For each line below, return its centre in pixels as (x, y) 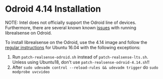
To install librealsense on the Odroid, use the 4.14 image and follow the (76, 42)
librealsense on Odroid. (29, 33)
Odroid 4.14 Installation (53, 9)
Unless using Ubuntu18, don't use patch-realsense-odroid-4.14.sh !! (81, 62)
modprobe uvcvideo (31, 72)
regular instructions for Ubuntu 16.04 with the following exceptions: (73, 47)
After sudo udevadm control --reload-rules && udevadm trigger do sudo (85, 67)
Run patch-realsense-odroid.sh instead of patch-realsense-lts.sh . (80, 57)
